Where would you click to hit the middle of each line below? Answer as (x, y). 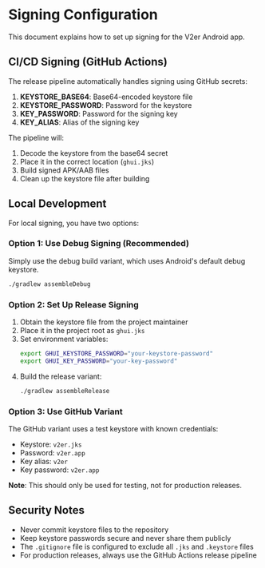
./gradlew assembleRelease (65, 391)
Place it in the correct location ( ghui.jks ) (87, 161)
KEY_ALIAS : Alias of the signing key (79, 122)
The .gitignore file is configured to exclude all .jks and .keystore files (136, 546)
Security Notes (47, 510)
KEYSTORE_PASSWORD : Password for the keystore (106, 105)
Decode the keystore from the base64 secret (94, 153)
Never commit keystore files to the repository (94, 530)
